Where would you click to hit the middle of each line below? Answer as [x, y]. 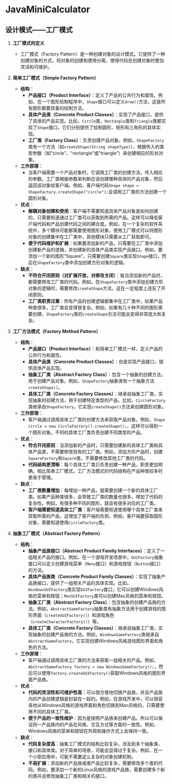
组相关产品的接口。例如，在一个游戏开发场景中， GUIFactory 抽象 [95, 557]
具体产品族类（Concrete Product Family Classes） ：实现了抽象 [94, 577]
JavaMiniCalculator [48, 10]
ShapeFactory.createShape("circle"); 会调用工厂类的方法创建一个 [97, 192]
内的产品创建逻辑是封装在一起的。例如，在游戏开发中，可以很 [93, 699]
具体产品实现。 [48, 368]
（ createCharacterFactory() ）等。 [64, 622]
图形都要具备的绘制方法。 [60, 108]
